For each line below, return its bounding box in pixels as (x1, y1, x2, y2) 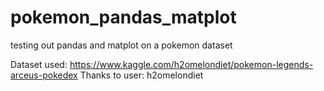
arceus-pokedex (10, 69, 78, 81)
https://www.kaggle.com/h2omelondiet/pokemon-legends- (69, 58, 314, 70)
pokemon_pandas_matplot (10, 6, 237, 29)
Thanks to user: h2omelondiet (79, 69, 204, 81)
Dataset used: (10, 58, 68, 70)
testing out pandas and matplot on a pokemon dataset (10, 39, 233, 51)
